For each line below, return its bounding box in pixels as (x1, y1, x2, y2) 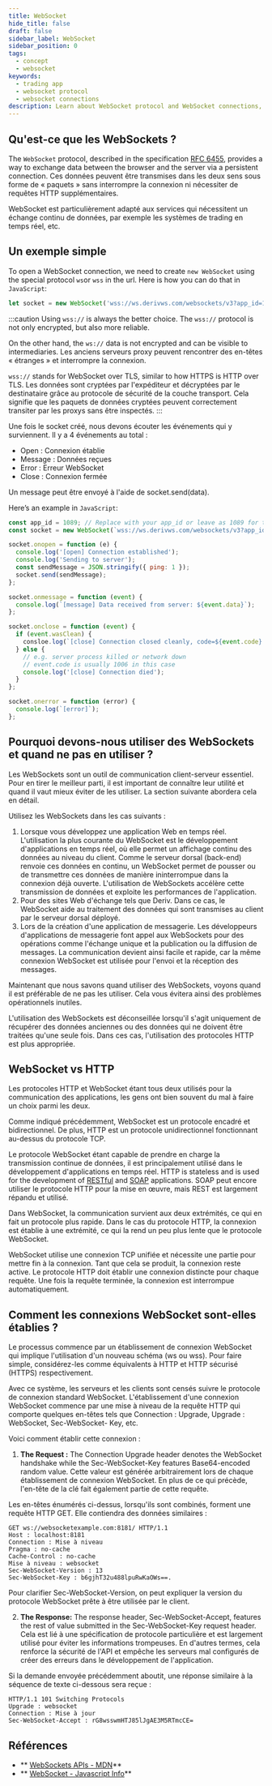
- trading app (15, 79, 63, 88)
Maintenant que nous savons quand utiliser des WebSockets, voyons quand (8, 980, 261, 990)
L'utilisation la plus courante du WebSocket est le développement (19, 835, 239, 845)
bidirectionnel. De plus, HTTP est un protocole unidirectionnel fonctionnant (8, 1125, 258, 1135)
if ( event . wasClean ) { (15, 630, 92, 639)
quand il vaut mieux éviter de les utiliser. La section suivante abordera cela (8, 786, 257, 796)
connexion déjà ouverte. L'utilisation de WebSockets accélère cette (19, 878, 244, 888)
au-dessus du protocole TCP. (8, 1134, 107, 1144)
